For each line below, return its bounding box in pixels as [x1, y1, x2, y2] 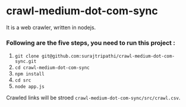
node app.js [14, 84, 45, 90]
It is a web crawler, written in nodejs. [6, 24, 96, 31]
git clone [14, 53, 40, 59]
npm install [14, 71, 45, 77]
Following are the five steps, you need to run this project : [6, 39, 175, 47]
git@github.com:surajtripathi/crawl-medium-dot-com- [41, 53, 175, 59]
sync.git [14, 58, 37, 65]
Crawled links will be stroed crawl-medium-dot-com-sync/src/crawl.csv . [6, 94, 181, 102]
